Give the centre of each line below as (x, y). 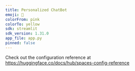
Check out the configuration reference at (48, 57)
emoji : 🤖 (15, 15)
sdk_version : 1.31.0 (27, 33)
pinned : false (20, 43)
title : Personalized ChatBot (36, 10)
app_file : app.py (24, 39)
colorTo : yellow (22, 24)
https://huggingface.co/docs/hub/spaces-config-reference (67, 63)
